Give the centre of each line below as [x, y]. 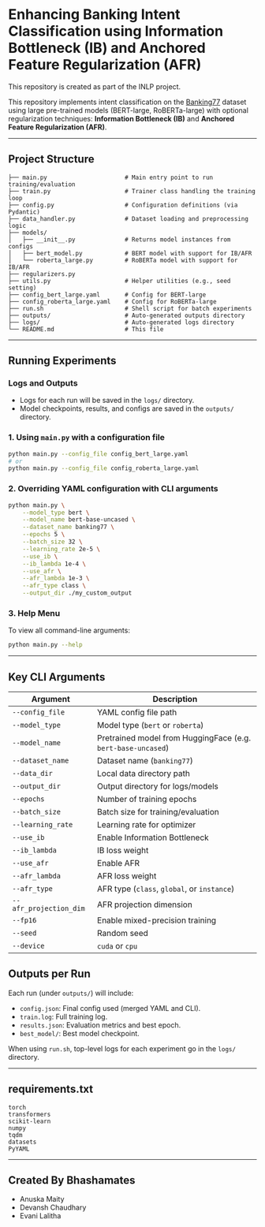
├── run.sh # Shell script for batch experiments [130, 308]
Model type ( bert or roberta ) [151, 725]
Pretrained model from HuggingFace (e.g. [174, 738]
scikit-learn [30, 1121]
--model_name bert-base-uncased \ [79, 520]
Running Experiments [62, 361]
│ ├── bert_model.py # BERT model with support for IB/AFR [130, 253]
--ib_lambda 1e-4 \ [54, 564]
